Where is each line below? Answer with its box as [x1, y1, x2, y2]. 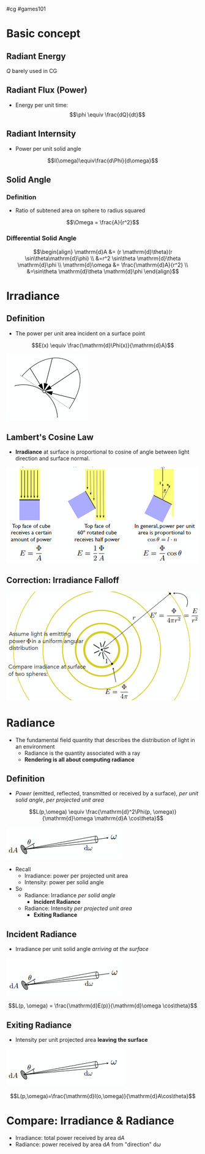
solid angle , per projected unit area [15, 797, 104, 804]
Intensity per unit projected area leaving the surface [15, 1036, 148, 1044]
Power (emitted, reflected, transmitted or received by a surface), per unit [15, 790, 199, 797]
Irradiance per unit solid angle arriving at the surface [15, 946, 149, 953]
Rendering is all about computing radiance [24, 755, 135, 763]
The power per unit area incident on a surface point [15, 329, 146, 337]
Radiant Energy [6, 51, 66, 61]
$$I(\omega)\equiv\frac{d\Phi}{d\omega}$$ [47, 156, 158, 164]
